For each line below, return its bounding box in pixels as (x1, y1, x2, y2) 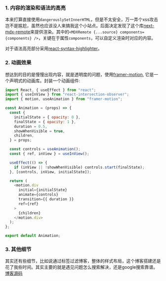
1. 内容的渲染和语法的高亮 (5, 4, 66, 11)
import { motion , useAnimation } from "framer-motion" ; (5, 96, 123, 102)
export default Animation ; (5, 234, 61, 238)
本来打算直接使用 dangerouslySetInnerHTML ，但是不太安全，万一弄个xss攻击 (5, 16, 159, 23)
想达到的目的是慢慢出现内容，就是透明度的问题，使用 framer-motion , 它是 (5, 71, 154, 77)
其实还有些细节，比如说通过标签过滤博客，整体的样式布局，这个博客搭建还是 (5, 258, 161, 264)
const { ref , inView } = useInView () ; (9, 151, 90, 156)
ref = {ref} (18, 201, 39, 206)
